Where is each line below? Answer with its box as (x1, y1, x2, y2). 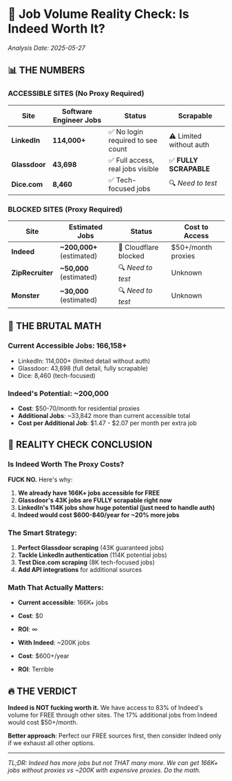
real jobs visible (108, 164, 159, 173)
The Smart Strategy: (8, 528, 78, 537)
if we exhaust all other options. (8, 739, 95, 747)
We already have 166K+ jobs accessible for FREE (17, 488, 160, 497)
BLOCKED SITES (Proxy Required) (8, 204, 123, 214)
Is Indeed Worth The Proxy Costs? (8, 459, 125, 469)
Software (61, 106, 93, 116)
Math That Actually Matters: (8, 582, 104, 592)
